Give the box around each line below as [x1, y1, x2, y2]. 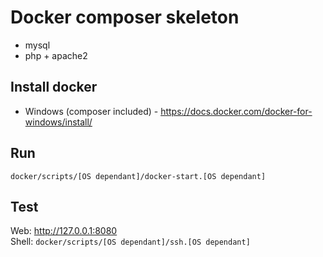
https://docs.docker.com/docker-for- [160, 105, 313, 117]
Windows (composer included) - [24, 105, 159, 117]
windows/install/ [24, 116, 93, 128]
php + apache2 [24, 49, 88, 61]
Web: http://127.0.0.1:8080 [10, 225, 118, 237]
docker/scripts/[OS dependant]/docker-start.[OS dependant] [10, 171, 267, 181]
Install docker [10, 79, 98, 96]
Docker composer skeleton [10, 6, 240, 29]
